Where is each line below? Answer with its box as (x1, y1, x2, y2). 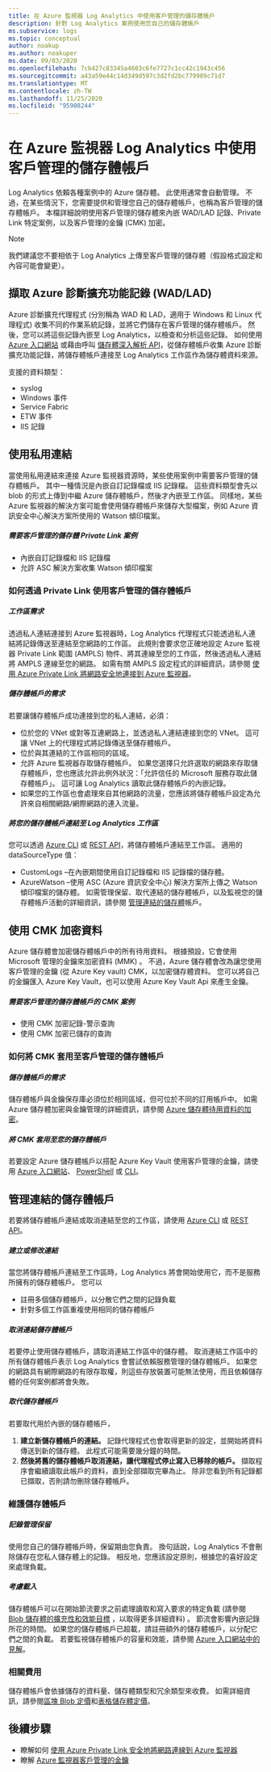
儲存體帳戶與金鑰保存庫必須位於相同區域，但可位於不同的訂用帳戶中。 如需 (8, 1095, 258, 1104)
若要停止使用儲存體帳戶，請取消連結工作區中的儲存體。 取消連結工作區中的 (8, 1346, 258, 1356)
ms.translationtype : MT (8, 79, 89, 87)
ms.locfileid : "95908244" (8, 102, 95, 110)
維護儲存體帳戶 (8, 1498, 67, 1510)
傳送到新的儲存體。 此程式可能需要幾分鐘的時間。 (19, 1446, 186, 1456)
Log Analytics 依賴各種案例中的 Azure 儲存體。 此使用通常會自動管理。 (8, 187, 244, 198)
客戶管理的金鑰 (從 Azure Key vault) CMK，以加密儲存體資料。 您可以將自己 (8, 966, 260, 977)
